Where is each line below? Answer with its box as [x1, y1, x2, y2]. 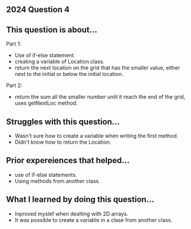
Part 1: [6, 41, 22, 48]
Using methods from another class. [14, 177, 101, 184]
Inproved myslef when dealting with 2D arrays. [14, 210, 129, 217]
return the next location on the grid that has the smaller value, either [14, 64, 180, 71]
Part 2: [6, 82, 22, 89]
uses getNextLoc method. [14, 99, 78, 107]
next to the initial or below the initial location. [14, 71, 124, 78]
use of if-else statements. [14, 171, 77, 178]
